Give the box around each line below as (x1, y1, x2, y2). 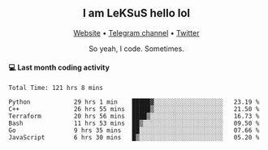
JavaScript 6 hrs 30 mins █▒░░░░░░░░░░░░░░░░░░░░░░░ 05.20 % (8, 134, 260, 142)
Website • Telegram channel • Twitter (73, 28, 200, 37)
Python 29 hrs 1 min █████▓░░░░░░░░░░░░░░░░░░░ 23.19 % (8, 98, 260, 106)
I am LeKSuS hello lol (82, 6, 191, 20)
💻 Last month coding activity (8, 62, 110, 72)
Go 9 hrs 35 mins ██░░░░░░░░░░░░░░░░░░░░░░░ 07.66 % (8, 126, 260, 135)
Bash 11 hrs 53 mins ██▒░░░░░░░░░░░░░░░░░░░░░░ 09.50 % (8, 119, 260, 128)
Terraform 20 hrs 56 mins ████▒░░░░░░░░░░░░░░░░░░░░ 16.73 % (8, 113, 260, 121)
